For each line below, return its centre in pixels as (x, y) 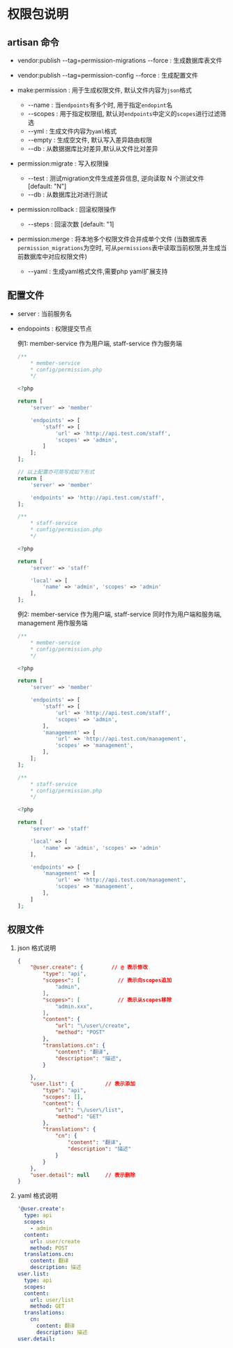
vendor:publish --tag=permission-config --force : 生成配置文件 (108, 75)
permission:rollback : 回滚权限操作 (67, 209)
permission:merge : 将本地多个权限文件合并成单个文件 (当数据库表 (112, 239)
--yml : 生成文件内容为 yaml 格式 (72, 131)
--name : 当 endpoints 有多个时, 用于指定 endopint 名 (100, 105)
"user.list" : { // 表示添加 (83, 1084)
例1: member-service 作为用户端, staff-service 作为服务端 (100, 343)
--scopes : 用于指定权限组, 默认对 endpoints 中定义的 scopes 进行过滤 (124, 114)
